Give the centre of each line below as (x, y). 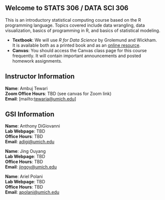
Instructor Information (40, 77)
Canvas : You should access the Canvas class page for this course (79, 50)
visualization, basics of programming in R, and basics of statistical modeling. (83, 30)
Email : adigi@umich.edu (30, 142)
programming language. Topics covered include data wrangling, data (75, 25)
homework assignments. (37, 61)
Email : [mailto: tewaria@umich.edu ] (41, 99)
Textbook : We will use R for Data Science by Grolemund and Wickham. (84, 40)
